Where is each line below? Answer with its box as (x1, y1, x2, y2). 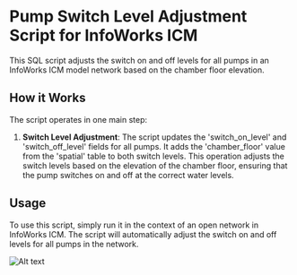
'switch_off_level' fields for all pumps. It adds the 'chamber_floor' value (22, 141, 285, 151)
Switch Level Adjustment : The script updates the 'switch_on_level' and (22, 132, 287, 142)
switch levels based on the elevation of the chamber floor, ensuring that (22, 159, 288, 171)
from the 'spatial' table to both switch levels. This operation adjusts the (22, 150, 285, 161)
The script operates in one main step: (9, 114, 148, 125)
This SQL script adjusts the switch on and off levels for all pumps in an (9, 55, 269, 65)
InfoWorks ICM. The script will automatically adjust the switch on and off (9, 228, 277, 239)
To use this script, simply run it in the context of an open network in (9, 219, 258, 230)
